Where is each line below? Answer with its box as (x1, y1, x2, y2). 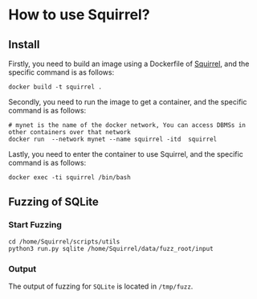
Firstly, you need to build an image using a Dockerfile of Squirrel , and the (8, 59, 250, 68)
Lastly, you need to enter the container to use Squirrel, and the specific (8, 149, 243, 158)
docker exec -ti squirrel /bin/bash (8, 174, 131, 182)
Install (8, 38, 40, 51)
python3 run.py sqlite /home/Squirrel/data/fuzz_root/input (8, 244, 214, 252)
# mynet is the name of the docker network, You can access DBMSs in (8, 121, 247, 129)
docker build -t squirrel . (8, 83, 103, 91)
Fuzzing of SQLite (8, 195, 99, 209)
